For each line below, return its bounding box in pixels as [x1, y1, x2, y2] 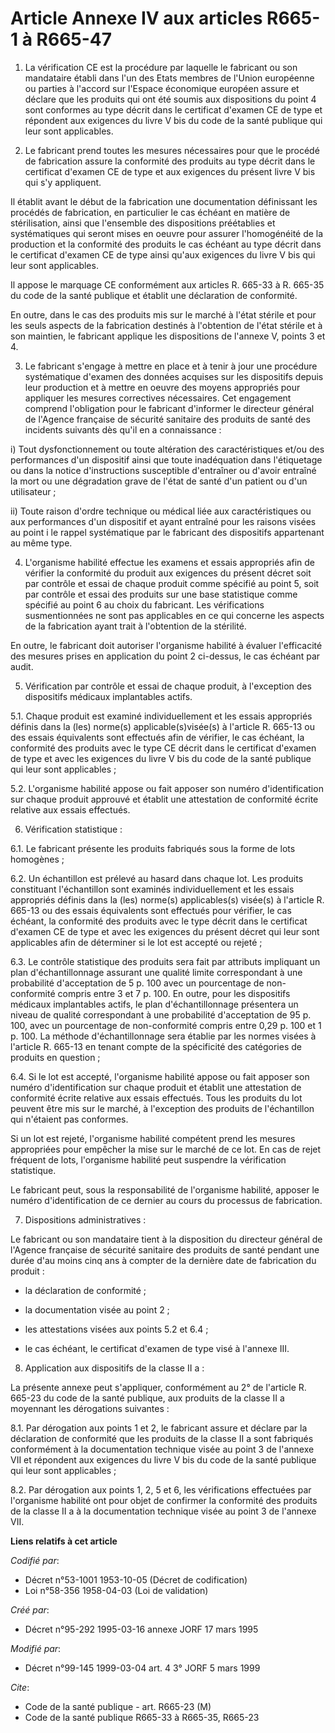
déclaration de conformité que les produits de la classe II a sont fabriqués [10, 1432, 314, 1444]
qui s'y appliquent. [24, 176, 102, 188]
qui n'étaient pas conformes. [10, 1113, 129, 1125]
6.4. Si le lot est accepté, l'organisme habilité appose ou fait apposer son [10, 1070, 310, 1082]
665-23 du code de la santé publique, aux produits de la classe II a [10, 1392, 285, 1404]
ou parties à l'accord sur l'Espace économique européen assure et [24, 82, 300, 94]
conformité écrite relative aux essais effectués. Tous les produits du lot [10, 1092, 303, 1104]
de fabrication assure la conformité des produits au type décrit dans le [24, 155, 316, 167]
